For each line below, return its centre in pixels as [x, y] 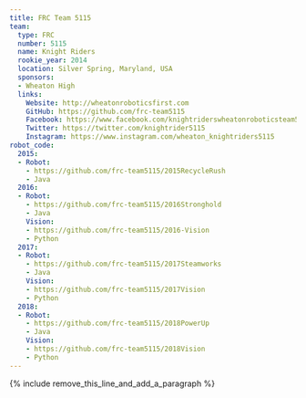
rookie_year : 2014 [53, 60]
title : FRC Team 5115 [51, 18]
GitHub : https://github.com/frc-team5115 [105, 111]
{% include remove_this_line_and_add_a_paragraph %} [112, 383]
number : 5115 [42, 43]
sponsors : [36, 78]
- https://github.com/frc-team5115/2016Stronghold [124, 205]
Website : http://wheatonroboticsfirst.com [107, 103]
